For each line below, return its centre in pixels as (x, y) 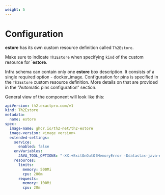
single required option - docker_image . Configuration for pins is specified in (82, 77)
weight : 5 (15, 10)
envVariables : (28, 151)
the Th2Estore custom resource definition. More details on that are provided (82, 82)
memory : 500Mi (37, 170)
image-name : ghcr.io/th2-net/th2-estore (51, 128)
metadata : (15, 115)
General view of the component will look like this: (55, 97)
